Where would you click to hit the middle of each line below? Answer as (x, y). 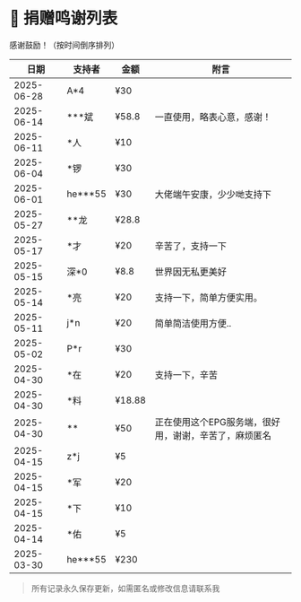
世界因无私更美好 (190, 272)
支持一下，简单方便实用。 (208, 297)
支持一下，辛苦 (186, 375)
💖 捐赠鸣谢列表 (64, 18)
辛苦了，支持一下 (190, 246)
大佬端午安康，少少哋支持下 (213, 194)
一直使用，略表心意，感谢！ (213, 117)
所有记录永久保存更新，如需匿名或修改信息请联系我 (125, 588)
